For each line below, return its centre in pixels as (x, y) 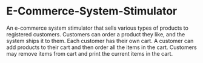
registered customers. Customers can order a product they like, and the (96, 34)
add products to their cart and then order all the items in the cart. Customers (101, 47)
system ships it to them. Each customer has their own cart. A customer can (100, 41)
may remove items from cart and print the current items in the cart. (90, 53)
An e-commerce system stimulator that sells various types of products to (98, 28)
